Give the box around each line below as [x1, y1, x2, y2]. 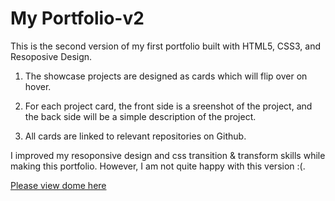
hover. [24, 80, 52, 92]
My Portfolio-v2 [10, 7, 145, 30]
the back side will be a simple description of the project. [24, 110, 257, 122]
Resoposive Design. [10, 50, 93, 62]
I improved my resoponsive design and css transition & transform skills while [10, 149, 326, 161]
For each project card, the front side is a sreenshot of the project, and [24, 100, 313, 112]
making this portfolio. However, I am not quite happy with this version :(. [10, 160, 306, 172]
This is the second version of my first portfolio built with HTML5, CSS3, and [10, 40, 322, 52]
